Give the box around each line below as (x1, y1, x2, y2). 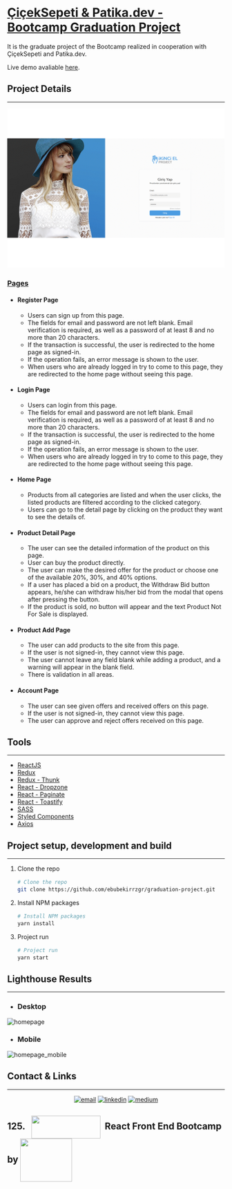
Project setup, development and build (7, 840, 173, 851)
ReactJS (17, 761, 41, 769)
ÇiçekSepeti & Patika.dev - (7, 5, 164, 21)
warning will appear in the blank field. (27, 663, 135, 671)
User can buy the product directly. (27, 559, 126, 567)
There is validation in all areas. (27, 670, 115, 679)
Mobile (17, 1034, 41, 1044)
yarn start (17, 954, 49, 961)
